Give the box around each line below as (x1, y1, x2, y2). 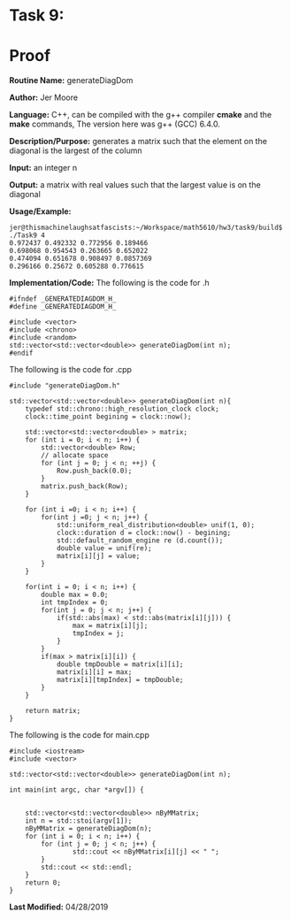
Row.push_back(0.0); (56, 466, 133, 476)
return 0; (25, 878, 62, 887)
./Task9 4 (9, 231, 46, 240)
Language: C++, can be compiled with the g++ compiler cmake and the (9, 110, 272, 120)
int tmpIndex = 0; (41, 598, 109, 607)
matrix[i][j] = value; (56, 552, 141, 561)
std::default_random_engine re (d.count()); (56, 536, 224, 545)
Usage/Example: (9, 206, 72, 217)
